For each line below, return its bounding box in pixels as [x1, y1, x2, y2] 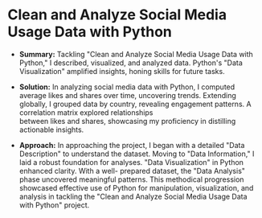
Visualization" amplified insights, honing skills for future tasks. [18, 66, 226, 76]
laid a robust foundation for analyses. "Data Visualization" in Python [18, 157, 244, 167]
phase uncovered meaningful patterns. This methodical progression [18, 175, 244, 184]
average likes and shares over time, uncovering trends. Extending [18, 90, 236, 100]
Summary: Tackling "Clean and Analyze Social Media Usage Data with [18, 49, 254, 59]
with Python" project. [18, 199, 90, 210]
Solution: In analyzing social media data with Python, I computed [18, 82, 235, 92]
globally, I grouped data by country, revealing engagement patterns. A [18, 99, 252, 109]
